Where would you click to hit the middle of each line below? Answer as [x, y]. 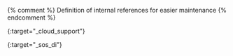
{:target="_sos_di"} [35, 44]
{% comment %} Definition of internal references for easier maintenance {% [117, 10]
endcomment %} [31, 17]
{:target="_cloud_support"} [46, 31]
